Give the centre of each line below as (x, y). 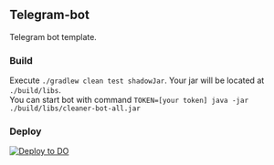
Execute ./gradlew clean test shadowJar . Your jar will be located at (137, 80)
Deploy (26, 131)
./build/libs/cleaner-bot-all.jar (75, 108)
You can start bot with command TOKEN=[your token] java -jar (129, 100)
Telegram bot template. (53, 36)
